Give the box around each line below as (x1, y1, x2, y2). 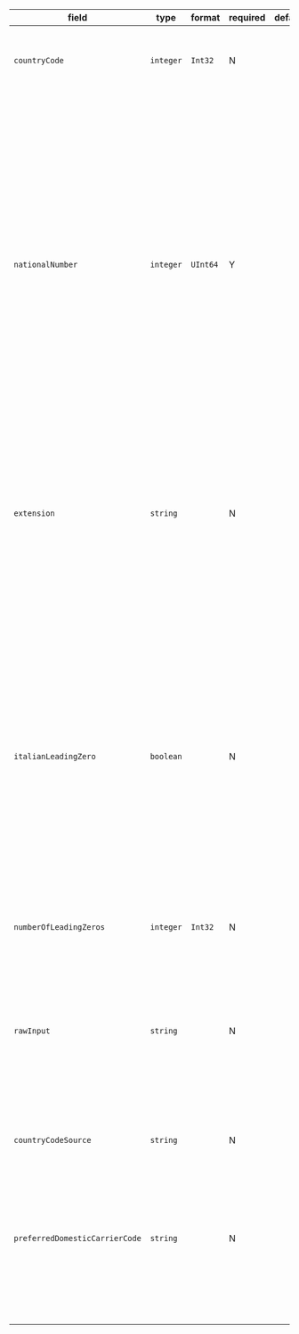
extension (13, 509, 55, 518)
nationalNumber (13, 260, 78, 269)
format (190, 12, 221, 23)
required (228, 12, 266, 23)
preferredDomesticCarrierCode (13, 1233, 142, 1243)
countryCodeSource (13, 1135, 92, 1145)
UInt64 (190, 260, 219, 269)
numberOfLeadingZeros (13, 923, 105, 932)
